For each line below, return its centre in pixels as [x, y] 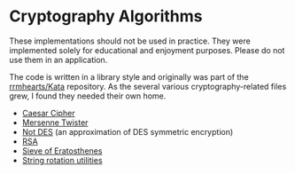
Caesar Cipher [48, 113]
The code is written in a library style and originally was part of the [129, 76]
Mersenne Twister [55, 123]
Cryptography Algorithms [106, 16]
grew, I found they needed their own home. [88, 96]
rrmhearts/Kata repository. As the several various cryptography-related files [148, 86]
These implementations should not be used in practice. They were [130, 41]
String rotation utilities [62, 160]
